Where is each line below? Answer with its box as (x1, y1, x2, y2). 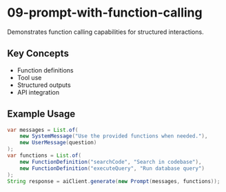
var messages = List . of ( (7, 126, 79, 133)
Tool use (17, 73, 42, 81)
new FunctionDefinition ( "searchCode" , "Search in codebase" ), (19, 158, 202, 165)
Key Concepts (7, 48, 69, 59)
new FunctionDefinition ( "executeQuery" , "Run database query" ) (19, 164, 205, 172)
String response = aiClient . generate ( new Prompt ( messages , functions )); (7, 177, 220, 184)
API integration (17, 88, 60, 96)
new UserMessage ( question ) (19, 140, 97, 146)
